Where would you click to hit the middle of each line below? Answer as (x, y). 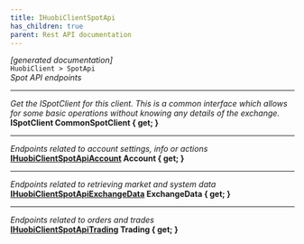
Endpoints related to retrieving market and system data (113, 184)
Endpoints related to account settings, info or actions (109, 149)
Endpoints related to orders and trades (82, 220)
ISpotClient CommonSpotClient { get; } (84, 123)
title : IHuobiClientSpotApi (63, 18)
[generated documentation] (62, 61)
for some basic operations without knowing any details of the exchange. (145, 113)
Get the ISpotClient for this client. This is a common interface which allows (149, 104)
